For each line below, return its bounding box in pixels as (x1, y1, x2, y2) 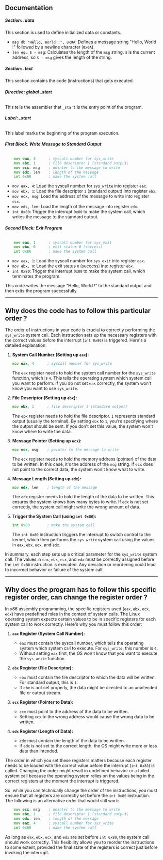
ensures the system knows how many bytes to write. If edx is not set (12, 499, 148, 505)
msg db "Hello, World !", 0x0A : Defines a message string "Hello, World (12, 39, 157, 45)
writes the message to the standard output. (12, 214, 98, 220)
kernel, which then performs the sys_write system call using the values (12, 537, 155, 543)
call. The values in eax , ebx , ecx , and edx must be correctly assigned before (5, 556, 154, 562)
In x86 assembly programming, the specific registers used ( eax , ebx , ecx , (5, 606, 150, 612)
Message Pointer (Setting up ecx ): (12, 438, 81, 443)
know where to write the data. (12, 428, 72, 434)
